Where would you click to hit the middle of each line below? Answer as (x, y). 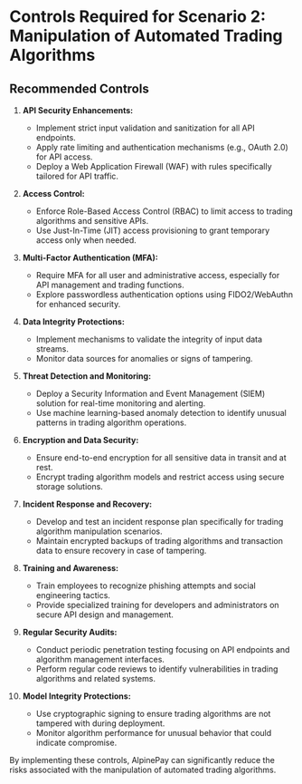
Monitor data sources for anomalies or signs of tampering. (144, 358)
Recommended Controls (79, 88)
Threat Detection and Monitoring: (87, 376)
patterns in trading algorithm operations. (111, 422)
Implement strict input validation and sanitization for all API (145, 128)
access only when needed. (86, 240)
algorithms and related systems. (96, 678)
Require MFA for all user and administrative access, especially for (158, 275)
